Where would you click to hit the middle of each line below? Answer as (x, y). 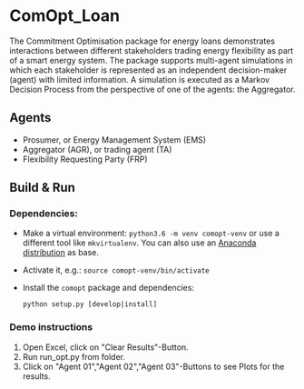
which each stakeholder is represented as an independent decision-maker (148, 70)
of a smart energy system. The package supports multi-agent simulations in (151, 60)
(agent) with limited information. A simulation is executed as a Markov (140, 79)
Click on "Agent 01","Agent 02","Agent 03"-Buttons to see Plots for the (153, 366)
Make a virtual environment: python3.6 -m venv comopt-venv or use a (151, 234)
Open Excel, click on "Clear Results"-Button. (105, 347)
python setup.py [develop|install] (90, 304)
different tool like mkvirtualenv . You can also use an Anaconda (139, 243)
